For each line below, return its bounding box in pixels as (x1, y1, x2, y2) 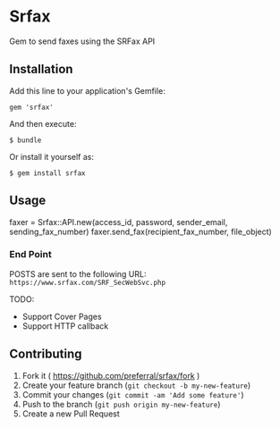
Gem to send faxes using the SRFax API (9, 36, 156, 46)
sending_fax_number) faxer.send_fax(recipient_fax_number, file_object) (9, 226, 273, 237)
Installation (9, 62, 73, 77)
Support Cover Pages (21, 311, 102, 322)
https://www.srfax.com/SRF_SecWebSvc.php (9, 278, 166, 287)
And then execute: (9, 118, 77, 129)
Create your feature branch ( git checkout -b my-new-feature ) (21, 380, 251, 390)
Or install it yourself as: (9, 151, 94, 162)
